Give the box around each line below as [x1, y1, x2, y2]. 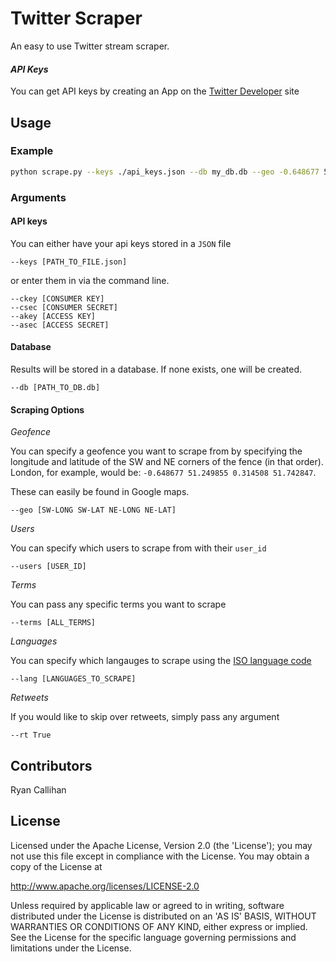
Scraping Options [10, 403, 85, 416]
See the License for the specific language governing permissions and [10, 931, 297, 943]
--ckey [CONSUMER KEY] [10, 293, 105, 304]
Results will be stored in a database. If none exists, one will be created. [10, 363, 303, 376]
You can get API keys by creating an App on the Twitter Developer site [10, 85, 300, 97]
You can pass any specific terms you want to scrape [10, 598, 227, 611]
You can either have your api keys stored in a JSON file [10, 237, 232, 249]
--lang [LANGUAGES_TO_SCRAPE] [10, 674, 137, 684]
